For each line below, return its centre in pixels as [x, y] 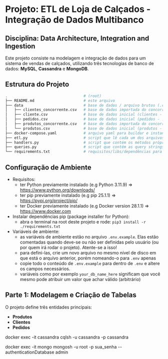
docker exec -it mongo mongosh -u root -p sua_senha [61, 346]
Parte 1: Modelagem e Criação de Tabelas [71, 295]
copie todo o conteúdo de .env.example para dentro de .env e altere [90, 263]
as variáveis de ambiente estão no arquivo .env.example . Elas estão [89, 237]
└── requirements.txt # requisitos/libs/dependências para [84, 152]
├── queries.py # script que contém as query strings [85, 147]
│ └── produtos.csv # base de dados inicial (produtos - [84, 128]
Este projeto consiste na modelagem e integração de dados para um [75, 58]
